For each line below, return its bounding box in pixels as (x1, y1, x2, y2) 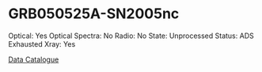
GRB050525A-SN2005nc (8, 5, 180, 23)
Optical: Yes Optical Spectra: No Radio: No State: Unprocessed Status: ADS (8, 31, 255, 40)
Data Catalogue (8, 55, 59, 64)
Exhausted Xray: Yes (8, 39, 76, 48)
